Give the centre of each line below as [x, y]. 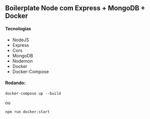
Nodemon [23, 61]
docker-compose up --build [33, 93]
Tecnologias [18, 28]
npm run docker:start [28, 112]
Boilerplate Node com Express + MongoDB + [75, 8]
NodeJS [21, 40]
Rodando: [15, 83]
